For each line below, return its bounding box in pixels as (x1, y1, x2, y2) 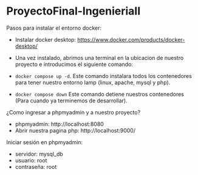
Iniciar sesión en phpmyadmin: (6, 138, 83, 146)
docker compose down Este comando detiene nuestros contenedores (15, 90, 184, 97)
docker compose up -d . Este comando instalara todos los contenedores (15, 72, 193, 79)
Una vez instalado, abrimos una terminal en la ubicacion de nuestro (15, 54, 184, 61)
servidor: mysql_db (15, 150, 64, 157)
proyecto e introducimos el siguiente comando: (15, 61, 134, 68)
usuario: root (15, 156, 47, 164)
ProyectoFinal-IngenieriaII (6, 4, 141, 18)
